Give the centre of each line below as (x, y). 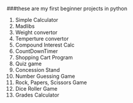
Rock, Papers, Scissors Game (51, 82)
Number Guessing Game (45, 76)
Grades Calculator (37, 95)
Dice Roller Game (36, 89)
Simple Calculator (36, 20)
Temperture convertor (42, 39)
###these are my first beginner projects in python (67, 9)
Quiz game (28, 64)
